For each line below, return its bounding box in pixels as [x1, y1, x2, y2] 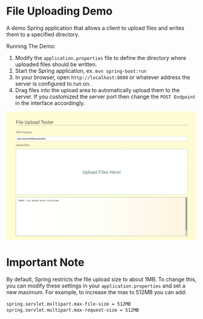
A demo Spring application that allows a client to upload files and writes [6, 24, 185, 32]
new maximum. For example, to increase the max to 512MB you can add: [6, 288, 187, 295]
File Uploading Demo [6, 4, 113, 18]
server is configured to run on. [14, 80, 91, 87]
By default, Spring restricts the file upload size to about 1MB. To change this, [6, 275, 197, 283]
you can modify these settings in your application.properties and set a [6, 282, 185, 289]
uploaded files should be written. [14, 61, 97, 68]
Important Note [6, 255, 85, 269]
